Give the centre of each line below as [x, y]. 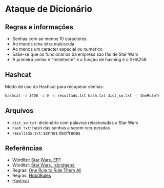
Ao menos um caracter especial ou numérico [57, 49]
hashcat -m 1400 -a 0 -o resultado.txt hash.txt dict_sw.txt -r [72, 95]
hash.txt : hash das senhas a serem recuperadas [61, 127]
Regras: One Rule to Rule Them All [47, 170]
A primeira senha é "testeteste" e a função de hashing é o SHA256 [79, 59]
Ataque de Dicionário [49, 9]
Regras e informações [39, 27]
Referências [24, 148]
